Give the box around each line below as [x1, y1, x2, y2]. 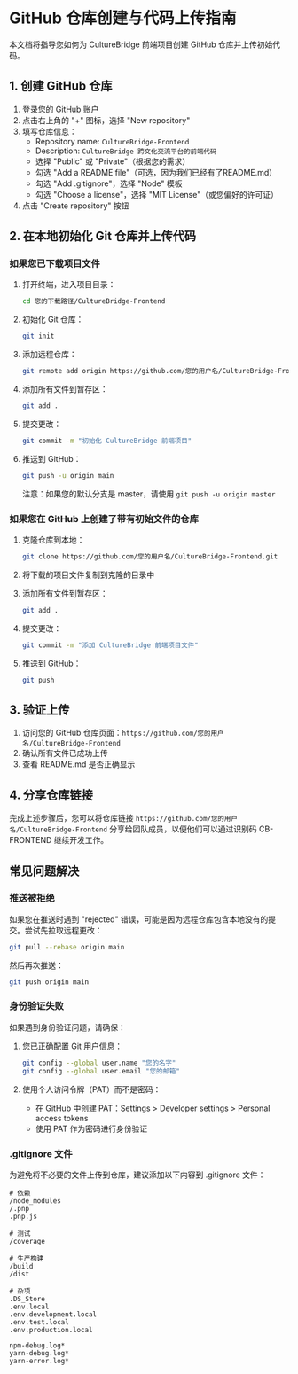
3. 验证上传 [9, 702, 70, 717]
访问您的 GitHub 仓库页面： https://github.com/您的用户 [21, 728, 224, 738]
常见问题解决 [9, 863, 80, 878]
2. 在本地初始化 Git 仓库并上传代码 [9, 229, 197, 244]
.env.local [9, 1302, 50, 1311]
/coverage [9, 1237, 46, 1245]
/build [9, 1261, 34, 1270]
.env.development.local [9, 1309, 98, 1319]
